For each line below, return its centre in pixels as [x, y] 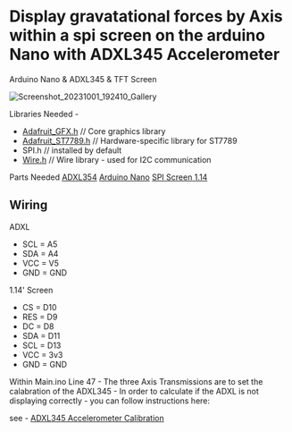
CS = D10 [39, 307]
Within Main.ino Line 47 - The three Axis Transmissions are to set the [136, 381]
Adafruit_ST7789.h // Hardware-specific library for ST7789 [130, 140]
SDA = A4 [40, 253]
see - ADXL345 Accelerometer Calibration [87, 418]
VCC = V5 [41, 263]
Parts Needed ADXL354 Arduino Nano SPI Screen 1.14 [108, 177]
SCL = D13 [42, 345]
